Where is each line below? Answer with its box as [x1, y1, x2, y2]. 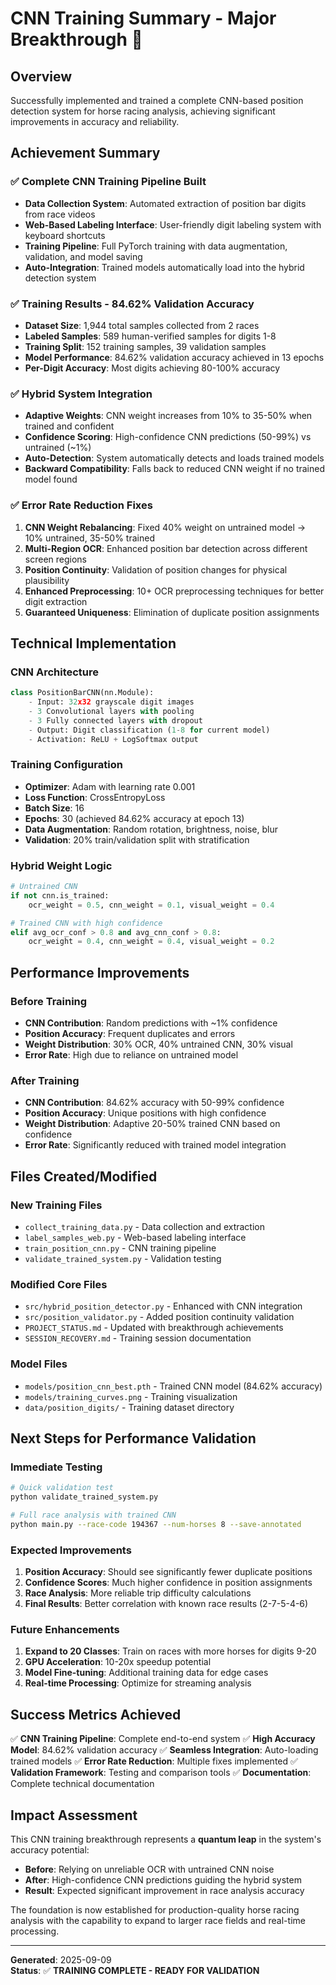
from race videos [24, 208, 96, 220]
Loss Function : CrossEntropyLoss [24, 791, 166, 803]
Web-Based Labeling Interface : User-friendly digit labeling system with [24, 218, 322, 231]
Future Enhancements [10, 1623, 120, 1637]
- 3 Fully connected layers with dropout [28, 715, 203, 726]
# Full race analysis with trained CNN [10, 1510, 177, 1521]
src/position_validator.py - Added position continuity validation [24, 1311, 295, 1323]
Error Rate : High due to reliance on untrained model [24, 1049, 239, 1061]
